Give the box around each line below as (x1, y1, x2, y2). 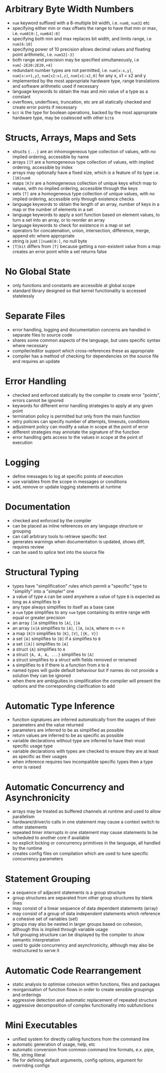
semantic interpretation (12, 937, 60, 943)
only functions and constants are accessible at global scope (12, 282, 135, 288)
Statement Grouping (5, 873, 91, 885)
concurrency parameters (12, 856, 63, 862)
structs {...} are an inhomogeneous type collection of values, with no (12, 148, 156, 154)
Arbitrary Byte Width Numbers (5, 3, 134, 15)
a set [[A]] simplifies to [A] (12, 641, 69, 647)
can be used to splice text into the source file (12, 549, 105, 555)
